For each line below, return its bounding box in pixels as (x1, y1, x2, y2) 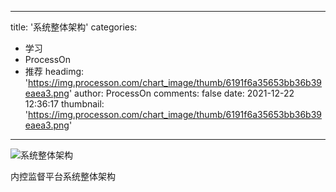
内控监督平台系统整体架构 (10, 171, 116, 182)
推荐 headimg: (24, 66, 85, 77)
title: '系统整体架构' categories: (10, 21, 138, 33)
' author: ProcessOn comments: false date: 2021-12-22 (68, 87, 295, 99)
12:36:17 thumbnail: (24, 98, 105, 110)
